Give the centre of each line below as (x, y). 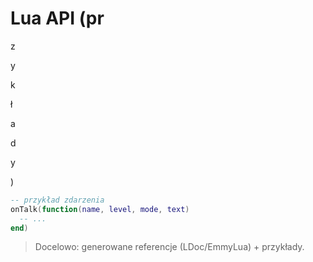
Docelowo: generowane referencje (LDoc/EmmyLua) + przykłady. (169, 247)
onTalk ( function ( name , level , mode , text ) (100, 209)
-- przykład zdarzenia (57, 200)
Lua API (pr (57, 18)
